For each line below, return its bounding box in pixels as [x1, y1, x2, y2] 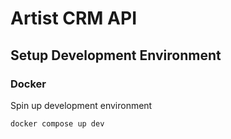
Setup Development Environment [10, 47, 222, 64]
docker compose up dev [10, 118, 105, 129]
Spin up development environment [10, 99, 153, 111]
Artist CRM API [10, 7, 137, 30]
